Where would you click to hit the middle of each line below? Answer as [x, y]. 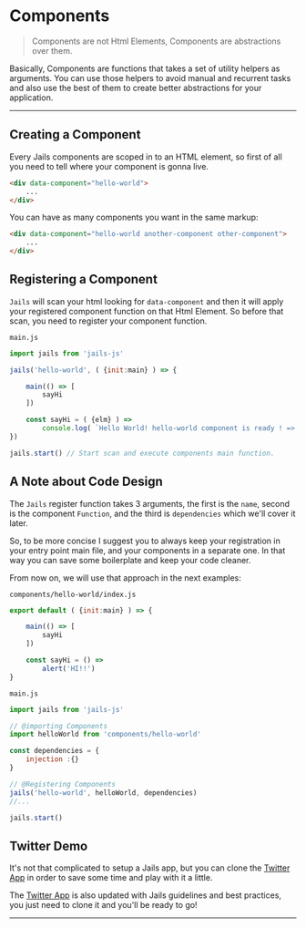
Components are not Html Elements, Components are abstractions [156, 41]
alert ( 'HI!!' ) [69, 668]
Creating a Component [75, 134]
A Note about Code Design [87, 482]
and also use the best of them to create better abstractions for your [136, 88]
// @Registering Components [63, 784]
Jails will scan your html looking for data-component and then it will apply [147, 301]
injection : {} [52, 759]
